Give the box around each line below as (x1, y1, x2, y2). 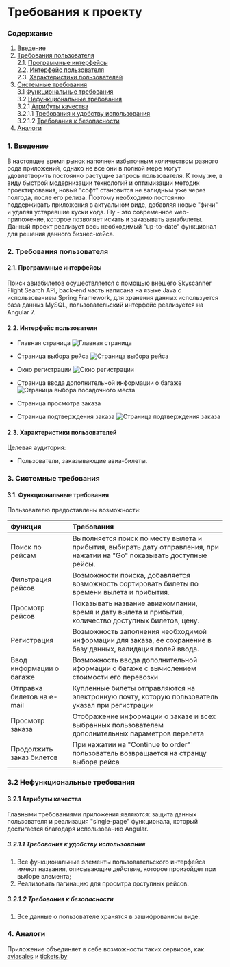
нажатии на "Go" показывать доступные (72, 551, 207, 560)
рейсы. (72, 560, 96, 569)
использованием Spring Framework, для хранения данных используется (7, 293, 219, 301)
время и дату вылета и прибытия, (72, 607, 185, 617)
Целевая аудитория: (7, 443, 66, 452)
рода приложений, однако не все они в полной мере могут (7, 164, 181, 172)
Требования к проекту (7, 4, 142, 20)
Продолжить (10, 744, 53, 754)
